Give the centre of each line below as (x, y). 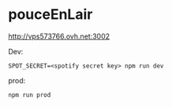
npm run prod (30, 95)
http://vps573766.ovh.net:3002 (59, 36)
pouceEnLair (50, 15)
